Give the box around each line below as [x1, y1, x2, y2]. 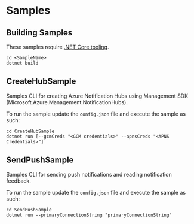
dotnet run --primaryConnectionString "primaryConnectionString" [6, 212, 172, 218]
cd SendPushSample [6, 207, 52, 213]
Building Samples [6, 28, 73, 38]
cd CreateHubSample [6, 128, 55, 134]
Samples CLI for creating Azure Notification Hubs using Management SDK [6, 92, 189, 99]
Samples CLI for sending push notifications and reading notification [6, 171, 172, 178]
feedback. [6, 177, 31, 184]
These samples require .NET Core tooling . [6, 43, 109, 50]
